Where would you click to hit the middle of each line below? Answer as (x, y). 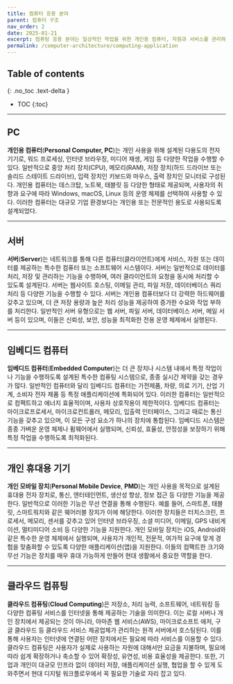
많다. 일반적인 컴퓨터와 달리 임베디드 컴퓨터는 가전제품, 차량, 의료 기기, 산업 (116, 386)
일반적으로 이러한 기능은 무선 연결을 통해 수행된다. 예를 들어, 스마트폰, (116, 504)
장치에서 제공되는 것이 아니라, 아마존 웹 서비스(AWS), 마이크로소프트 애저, (114, 621)
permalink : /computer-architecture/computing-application (93, 46)
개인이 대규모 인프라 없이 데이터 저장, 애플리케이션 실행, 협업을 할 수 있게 (118, 665)
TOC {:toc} (33, 104)
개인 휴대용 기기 (39, 468)
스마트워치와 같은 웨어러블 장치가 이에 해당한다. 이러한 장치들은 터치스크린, (117, 512)
